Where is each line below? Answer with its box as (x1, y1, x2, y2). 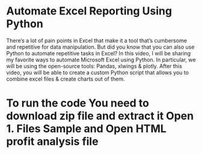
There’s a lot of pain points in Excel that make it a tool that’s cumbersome (6, 37, 188, 44)
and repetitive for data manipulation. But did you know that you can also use (6, 43, 195, 51)
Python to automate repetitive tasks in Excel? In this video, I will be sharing (6, 49, 191, 57)
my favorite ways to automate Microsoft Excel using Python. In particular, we (6, 56, 196, 63)
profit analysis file (6, 135, 99, 149)
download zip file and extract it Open (6, 109, 194, 123)
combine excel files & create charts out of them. (6, 75, 125, 82)
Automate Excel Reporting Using (6, 4, 173, 18)
